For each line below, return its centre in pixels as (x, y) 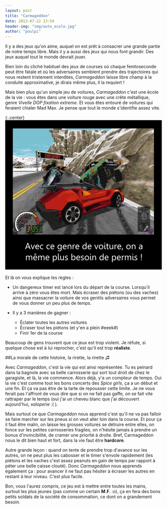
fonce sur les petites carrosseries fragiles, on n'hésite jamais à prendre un (81, 430)
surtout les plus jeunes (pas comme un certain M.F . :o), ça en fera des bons (83, 491)
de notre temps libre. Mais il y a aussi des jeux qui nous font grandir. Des (80, 52)
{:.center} (15, 118)
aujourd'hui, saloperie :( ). (32, 404)
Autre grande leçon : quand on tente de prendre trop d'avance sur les (76, 450)
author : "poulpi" (23, 32)
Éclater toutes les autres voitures (53, 322)
